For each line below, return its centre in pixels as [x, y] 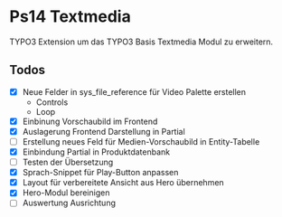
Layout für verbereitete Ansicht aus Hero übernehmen [123, 183]
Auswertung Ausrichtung [69, 203]
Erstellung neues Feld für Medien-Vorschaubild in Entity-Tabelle [141, 141]
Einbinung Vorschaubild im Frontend [90, 121]
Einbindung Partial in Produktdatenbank [96, 152]
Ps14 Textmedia [70, 17]
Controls [52, 102]
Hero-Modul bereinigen [66, 193]
